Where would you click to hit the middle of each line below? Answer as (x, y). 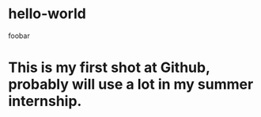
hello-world (47, 14)
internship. (45, 102)
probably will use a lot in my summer (131, 85)
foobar (19, 36)
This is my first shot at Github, (109, 68)
